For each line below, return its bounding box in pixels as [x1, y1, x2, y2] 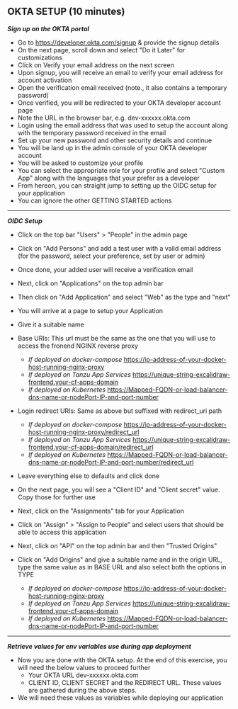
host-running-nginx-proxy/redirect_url [28, 428, 140, 436]
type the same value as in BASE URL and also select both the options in [17, 562, 227, 571]
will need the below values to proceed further [17, 663, 151, 671]
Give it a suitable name [17, 320, 85, 329]
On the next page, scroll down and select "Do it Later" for [17, 45, 186, 54]
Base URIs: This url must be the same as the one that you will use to [17, 334, 216, 342]
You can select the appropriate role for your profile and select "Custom [17, 166, 225, 174]
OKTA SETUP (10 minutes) [7, 6, 125, 18]
